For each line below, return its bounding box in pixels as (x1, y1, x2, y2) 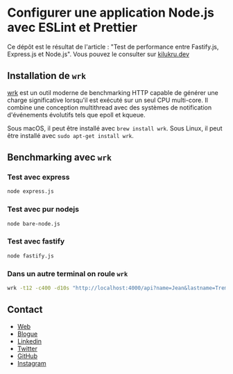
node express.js (7, 188, 54, 195)
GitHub (17, 352, 38, 360)
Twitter (17, 344, 38, 352)
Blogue (17, 330, 38, 338)
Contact (7, 304, 43, 316)
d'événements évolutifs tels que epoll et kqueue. (7, 110, 146, 119)
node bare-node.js (7, 220, 60, 227)
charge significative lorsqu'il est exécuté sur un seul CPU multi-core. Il (7, 96, 208, 104)
